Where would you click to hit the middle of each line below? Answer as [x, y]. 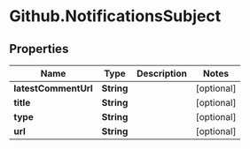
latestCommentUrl [53, 88]
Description [162, 74]
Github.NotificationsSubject [115, 16]
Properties [39, 49]
